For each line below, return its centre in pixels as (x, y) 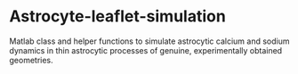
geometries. (31, 60)
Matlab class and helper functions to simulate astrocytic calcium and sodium (149, 41)
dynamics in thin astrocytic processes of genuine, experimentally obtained (146, 50)
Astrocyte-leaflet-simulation (118, 16)
